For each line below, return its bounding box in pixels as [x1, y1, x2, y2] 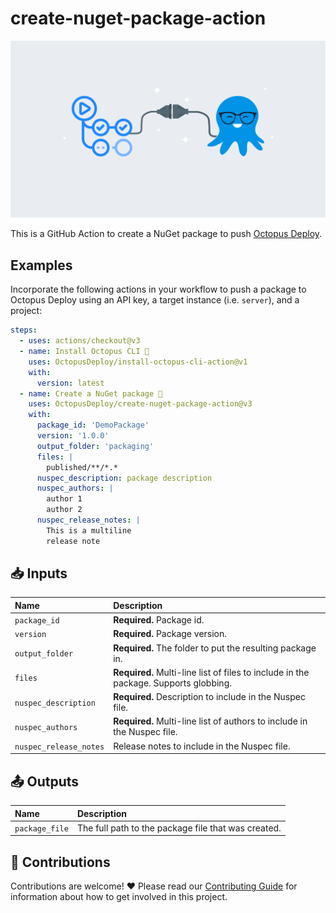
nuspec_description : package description [36, 473, 213, 483]
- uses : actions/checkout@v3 [19, 336, 141, 346]
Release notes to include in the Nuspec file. [113, 740, 291, 752]
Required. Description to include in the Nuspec [113, 691, 306, 703]
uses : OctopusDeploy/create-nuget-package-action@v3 [28, 399, 253, 409]
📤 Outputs [10, 773, 80, 790]
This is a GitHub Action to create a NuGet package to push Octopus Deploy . [10, 228, 323, 240]
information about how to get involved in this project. [10, 891, 228, 903]
